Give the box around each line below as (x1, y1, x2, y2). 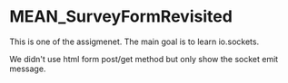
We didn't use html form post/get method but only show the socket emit (9, 53, 279, 64)
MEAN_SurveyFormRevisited (9, 6, 233, 27)
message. (9, 63, 46, 74)
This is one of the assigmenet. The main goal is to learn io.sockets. (9, 36, 260, 47)
